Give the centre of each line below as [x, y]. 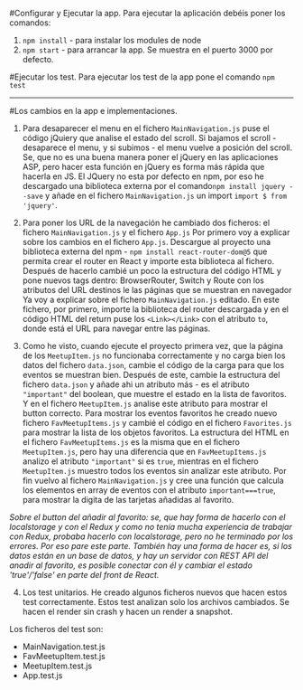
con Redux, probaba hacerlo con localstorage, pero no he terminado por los [151, 536]
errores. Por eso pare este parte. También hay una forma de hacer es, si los [151, 546]
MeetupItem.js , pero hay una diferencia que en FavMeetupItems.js [144, 452]
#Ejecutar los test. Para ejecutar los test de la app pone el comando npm [142, 77]
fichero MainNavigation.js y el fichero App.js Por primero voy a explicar [156, 232]
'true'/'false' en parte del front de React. [84, 575]
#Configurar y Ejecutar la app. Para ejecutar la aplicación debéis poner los [147, 13]
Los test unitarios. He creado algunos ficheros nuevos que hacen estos [155, 592]
